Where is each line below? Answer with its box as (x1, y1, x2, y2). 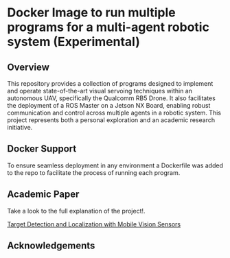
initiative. (7, 124, 33, 131)
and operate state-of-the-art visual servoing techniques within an (7, 87, 192, 95)
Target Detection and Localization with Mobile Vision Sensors (7, 220, 181, 228)
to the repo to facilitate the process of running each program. (7, 168, 181, 176)
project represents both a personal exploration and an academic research (7, 116, 215, 124)
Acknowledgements (7, 240, 95, 252)
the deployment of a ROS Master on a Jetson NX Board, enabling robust (7, 102, 211, 109)
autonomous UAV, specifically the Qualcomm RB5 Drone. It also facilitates (7, 94, 216, 102)
